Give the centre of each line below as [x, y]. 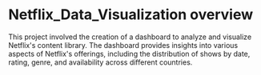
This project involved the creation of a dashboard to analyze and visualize [130, 37]
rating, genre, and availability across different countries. [100, 62]
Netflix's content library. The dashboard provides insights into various [123, 45]
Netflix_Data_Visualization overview [131, 15]
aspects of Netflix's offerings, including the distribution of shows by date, [129, 53]
